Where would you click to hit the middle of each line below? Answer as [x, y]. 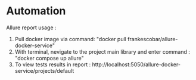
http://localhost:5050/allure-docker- [136, 64]
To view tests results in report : [53, 64]
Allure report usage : [31, 27]
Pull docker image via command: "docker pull [70, 39]
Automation [36, 11]
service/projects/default [44, 70]
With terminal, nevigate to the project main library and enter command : [102, 51]
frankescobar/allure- [153, 39]
